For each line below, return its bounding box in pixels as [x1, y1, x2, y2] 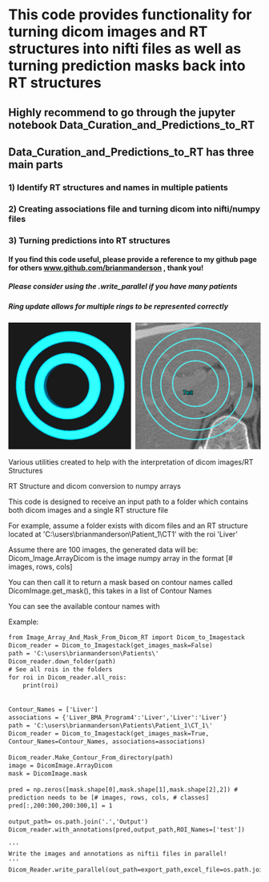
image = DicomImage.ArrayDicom [8, 761, 113, 770]
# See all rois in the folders [8, 665, 113, 674]
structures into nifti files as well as [8, 40, 242, 58]
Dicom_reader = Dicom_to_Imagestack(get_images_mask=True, [8, 729, 210, 738]
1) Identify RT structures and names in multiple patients [8, 182, 228, 193]
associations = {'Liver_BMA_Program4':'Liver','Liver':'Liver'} [8, 713, 227, 722]
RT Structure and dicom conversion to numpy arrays [8, 481, 182, 490]
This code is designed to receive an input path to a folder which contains [8, 497, 249, 506]
